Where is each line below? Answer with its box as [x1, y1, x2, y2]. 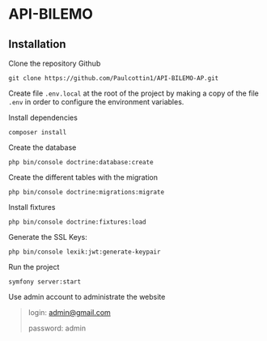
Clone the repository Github [8, 58, 101, 68]
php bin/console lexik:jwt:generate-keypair [8, 248, 161, 256]
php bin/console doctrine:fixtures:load [8, 218, 147, 226]
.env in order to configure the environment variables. [8, 97, 184, 106]
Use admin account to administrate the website [8, 292, 166, 301]
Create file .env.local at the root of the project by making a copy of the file [8, 88, 259, 98]
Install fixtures [8, 202, 56, 211]
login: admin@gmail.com [28, 308, 111, 317]
